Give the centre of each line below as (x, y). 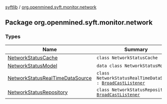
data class (110, 66)
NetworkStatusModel (33, 66)
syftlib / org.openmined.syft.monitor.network (51, 7)
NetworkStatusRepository (38, 92)
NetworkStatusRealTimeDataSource (50, 78)
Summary (136, 49)
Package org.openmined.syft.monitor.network (79, 22)
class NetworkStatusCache (127, 58)
